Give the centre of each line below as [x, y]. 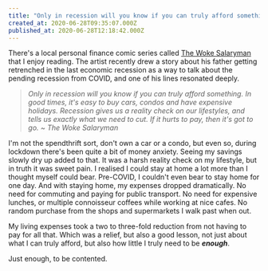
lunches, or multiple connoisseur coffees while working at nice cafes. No [128, 202]
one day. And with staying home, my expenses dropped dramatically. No [127, 186]
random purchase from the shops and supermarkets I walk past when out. [130, 211]
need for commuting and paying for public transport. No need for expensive [133, 194]
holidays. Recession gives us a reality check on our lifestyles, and [136, 111]
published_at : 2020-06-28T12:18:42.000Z [77, 30]
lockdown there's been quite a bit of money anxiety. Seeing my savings [125, 151]
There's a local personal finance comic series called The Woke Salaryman [130, 53]
